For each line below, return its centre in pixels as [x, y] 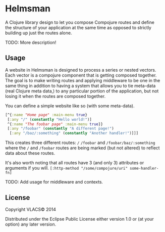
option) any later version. [30, 224]
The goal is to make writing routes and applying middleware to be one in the [83, 80]
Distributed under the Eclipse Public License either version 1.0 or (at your [80, 219]
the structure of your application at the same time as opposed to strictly [78, 27]
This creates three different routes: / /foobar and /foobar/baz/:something [80, 143]
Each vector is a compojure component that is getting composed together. [81, 75]
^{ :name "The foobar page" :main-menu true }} [55, 124]
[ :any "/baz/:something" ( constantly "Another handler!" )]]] [74, 133]
